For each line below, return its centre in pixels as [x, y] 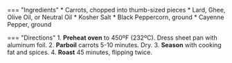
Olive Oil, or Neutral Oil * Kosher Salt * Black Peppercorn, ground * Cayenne [116, 17]
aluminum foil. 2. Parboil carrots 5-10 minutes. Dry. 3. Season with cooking [114, 45]
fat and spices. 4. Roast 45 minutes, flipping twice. [80, 52]
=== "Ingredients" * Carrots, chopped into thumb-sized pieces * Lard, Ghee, [116, 10]
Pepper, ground [29, 24]
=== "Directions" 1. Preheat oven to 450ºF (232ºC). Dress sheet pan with [112, 38]
